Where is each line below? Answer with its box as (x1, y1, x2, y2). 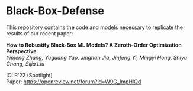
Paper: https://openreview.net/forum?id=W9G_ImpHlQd (6, 78, 141, 85)
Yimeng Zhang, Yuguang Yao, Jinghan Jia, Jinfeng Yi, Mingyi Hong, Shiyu (6, 54, 188, 61)
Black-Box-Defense (6, 4, 105, 18)
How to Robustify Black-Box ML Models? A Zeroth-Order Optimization (6, 41, 182, 48)
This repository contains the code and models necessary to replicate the (6, 24, 184, 31)
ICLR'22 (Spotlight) (6, 71, 53, 79)
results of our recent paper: (6, 30, 73, 37)
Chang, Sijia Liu (6, 60, 45, 67)
